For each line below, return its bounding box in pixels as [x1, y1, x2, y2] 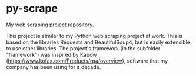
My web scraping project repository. [6, 21, 94, 28]
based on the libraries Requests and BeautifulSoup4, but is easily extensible [6, 39, 190, 46]
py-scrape [6, 2, 58, 15]
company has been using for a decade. [6, 63, 101, 70]
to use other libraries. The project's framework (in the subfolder [6, 44, 161, 51]
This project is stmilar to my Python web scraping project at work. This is [6, 32, 183, 39]
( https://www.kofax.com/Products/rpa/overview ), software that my [6, 57, 168, 64]
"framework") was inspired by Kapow [6, 51, 97, 58]
